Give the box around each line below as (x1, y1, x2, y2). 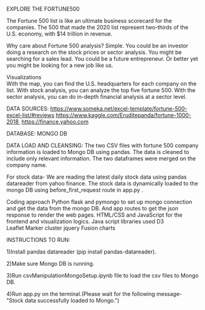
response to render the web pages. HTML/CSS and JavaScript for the (6, 211, 183, 219)
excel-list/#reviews (6, 112, 55, 118)
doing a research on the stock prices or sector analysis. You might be (6, 48, 182, 56)
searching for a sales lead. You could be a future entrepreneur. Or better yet (6, 55, 198, 62)
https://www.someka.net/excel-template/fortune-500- (50, 105, 188, 112)
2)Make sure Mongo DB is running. (6, 260, 95, 267)
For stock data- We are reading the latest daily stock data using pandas (6, 173, 187, 180)
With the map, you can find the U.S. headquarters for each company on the (6, 80, 197, 87)
